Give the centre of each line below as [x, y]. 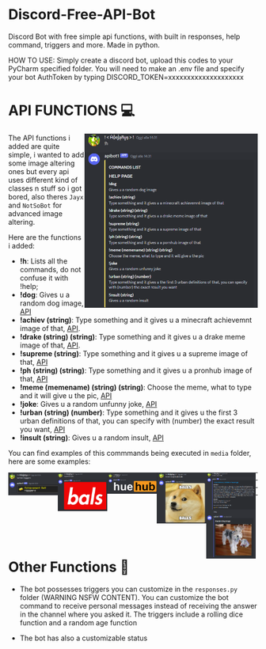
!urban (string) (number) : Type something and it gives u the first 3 [129, 412]
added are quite [34, 146]
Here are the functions [45, 237]
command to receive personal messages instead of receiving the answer [138, 605]
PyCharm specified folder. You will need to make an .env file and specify [126, 68]
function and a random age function [78, 622]
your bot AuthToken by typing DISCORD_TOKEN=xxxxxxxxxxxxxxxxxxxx [126, 77]
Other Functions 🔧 [69, 567]
